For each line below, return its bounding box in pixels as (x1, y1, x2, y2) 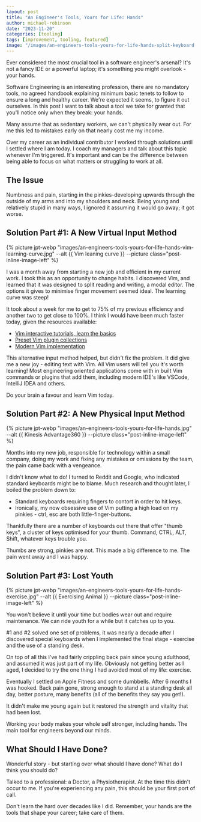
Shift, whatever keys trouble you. (6, 535, 88, 542)
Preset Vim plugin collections (14, 336, 88, 343)
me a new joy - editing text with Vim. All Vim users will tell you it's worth (6, 360, 184, 367)
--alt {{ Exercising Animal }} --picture (40, 593, 132, 600)
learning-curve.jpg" (6, 250, 55, 257)
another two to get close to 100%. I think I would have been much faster (6, 311, 184, 319)
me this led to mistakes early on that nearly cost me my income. (6, 127, 164, 134)
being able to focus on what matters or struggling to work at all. (6, 158, 163, 165)
